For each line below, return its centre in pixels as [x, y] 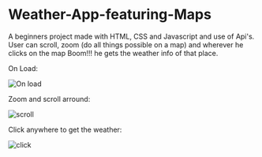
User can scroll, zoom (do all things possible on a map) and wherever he [126, 44]
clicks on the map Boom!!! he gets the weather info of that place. [113, 53]
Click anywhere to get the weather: [65, 129]
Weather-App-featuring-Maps [110, 15]
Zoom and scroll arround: [49, 99]
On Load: [23, 68]
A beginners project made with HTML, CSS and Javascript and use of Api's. [131, 36]
